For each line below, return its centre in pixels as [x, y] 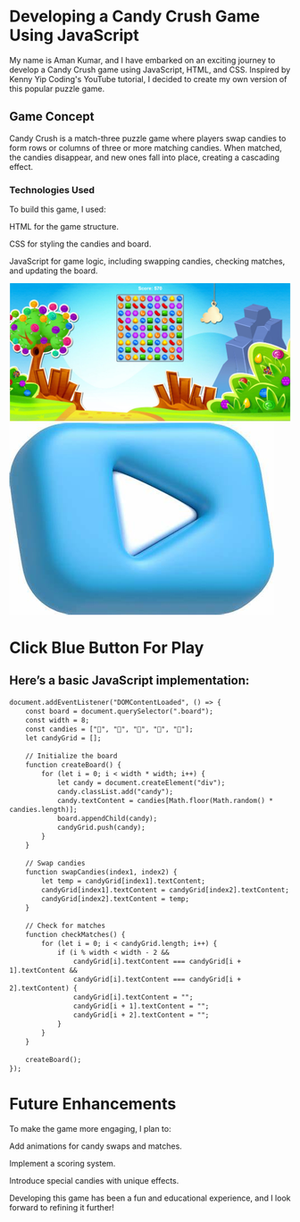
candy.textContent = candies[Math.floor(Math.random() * [165, 800]
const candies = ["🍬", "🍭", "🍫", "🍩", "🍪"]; [109, 729]
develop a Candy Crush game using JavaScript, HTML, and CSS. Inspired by [150, 70]
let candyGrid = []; [63, 738]
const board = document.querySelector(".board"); [120, 711]
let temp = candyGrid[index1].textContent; [123, 881]
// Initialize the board [71, 756]
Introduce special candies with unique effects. [94, 1180]
